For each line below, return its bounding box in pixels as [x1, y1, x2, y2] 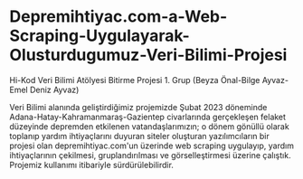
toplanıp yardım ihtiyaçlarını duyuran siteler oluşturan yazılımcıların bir [9, 130, 270, 141]
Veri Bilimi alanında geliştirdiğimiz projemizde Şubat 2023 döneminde [9, 101, 268, 112]
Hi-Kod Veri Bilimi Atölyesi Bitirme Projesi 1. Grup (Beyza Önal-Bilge [9, 74, 260, 85]
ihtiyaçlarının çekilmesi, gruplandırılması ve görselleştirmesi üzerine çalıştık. [9, 149, 291, 160]
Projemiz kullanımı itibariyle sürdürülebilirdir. [9, 159, 175, 170]
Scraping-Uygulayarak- [9, 25, 190, 46]
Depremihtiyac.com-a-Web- [9, 6, 228, 27]
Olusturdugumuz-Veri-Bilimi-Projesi [9, 45, 288, 65]
